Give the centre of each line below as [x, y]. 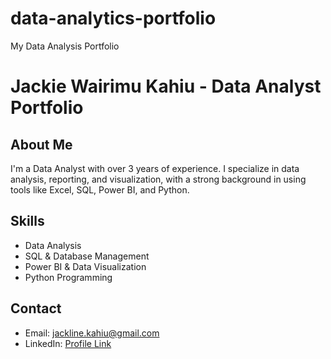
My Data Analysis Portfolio [65, 46]
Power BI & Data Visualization [85, 266]
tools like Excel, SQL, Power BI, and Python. [100, 189]
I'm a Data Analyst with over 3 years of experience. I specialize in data [155, 168]
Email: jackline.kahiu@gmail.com [92, 333]
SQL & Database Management [87, 256]
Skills [27, 221]
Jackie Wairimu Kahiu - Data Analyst [166, 86]
